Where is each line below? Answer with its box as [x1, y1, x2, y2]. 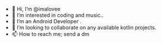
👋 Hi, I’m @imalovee [11, 6, 61, 12]
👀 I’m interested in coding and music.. [11, 12, 103, 19]
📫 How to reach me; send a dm [11, 31, 90, 37]
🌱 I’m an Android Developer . [11, 18, 82, 24]
